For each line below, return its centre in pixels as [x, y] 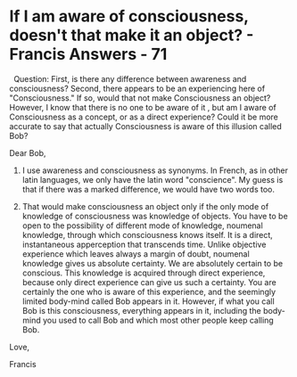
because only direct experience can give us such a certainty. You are [149, 282]
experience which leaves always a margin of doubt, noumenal [136, 254]
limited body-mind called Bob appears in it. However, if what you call [148, 301]
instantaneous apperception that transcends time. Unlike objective [144, 244]
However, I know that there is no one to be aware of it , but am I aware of [143, 107]
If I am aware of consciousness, [129, 16]
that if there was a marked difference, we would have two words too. [148, 189]
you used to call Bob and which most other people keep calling [158, 320]
